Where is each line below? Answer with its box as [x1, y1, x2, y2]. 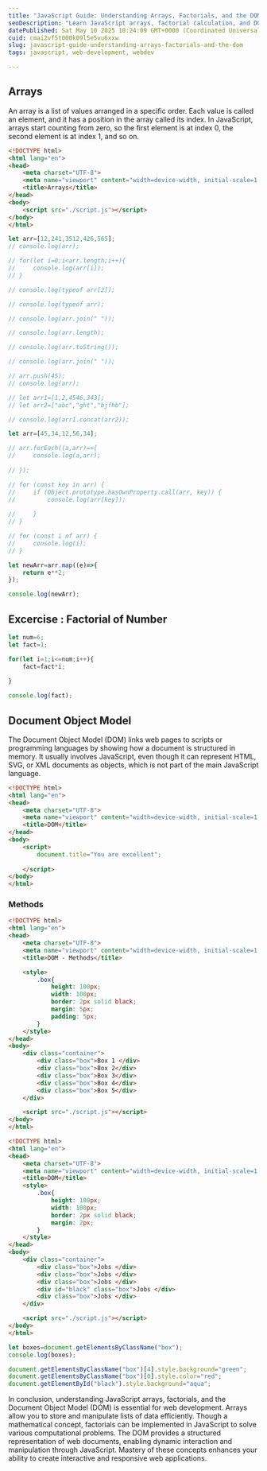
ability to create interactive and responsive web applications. [8, 1454, 207, 1463]
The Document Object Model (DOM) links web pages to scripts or [8, 735, 223, 744]
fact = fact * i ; [22, 662, 66, 670]
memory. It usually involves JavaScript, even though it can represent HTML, [8, 751, 257, 761]
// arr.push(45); [8, 372, 66, 380]
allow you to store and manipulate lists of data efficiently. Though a [8, 1411, 228, 1421]
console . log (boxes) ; [8, 1351, 77, 1359]
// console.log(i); [8, 539, 87, 547]
